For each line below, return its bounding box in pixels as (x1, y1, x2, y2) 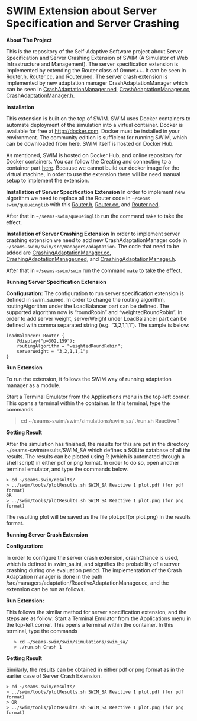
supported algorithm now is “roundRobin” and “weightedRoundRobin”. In (6, 308, 183, 315)
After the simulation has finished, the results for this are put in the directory (6, 440, 189, 447)
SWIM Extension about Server (6, 4, 157, 18)
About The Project (6, 36, 52, 43)
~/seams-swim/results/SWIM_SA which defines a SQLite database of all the (6, 446, 191, 454)
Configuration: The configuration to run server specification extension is (6, 289, 185, 297)
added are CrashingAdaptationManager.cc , (6, 249, 111, 256)
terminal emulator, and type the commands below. (6, 465, 128, 473)
